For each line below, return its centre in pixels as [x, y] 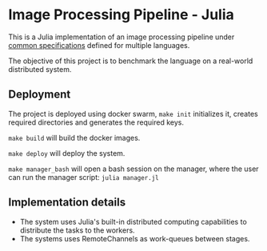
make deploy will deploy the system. [67, 153]
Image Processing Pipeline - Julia [121, 15]
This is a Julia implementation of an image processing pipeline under [122, 37]
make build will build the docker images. [74, 137]
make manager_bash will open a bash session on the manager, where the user [133, 169]
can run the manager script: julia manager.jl [84, 177]
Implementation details [67, 203]
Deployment [40, 95]
